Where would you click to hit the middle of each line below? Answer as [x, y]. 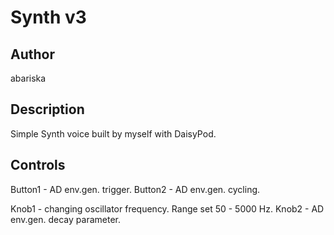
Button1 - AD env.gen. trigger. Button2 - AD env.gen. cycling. [135, 189]
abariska [28, 78]
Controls [38, 165]
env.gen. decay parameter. [65, 219]
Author [32, 54]
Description [47, 109]
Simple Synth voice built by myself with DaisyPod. [113, 133]
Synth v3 [48, 17]
